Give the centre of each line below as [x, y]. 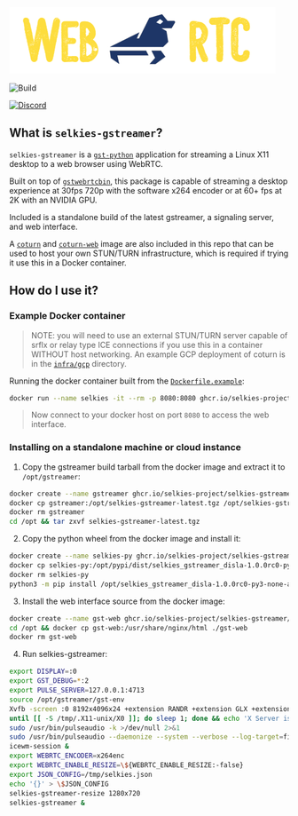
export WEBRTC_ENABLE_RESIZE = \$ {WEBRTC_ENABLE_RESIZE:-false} [126, 765]
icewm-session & [39, 747]
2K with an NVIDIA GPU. [53, 200]
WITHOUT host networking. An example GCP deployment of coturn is [158, 354]
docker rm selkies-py [49, 574]
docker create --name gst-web [65, 618]
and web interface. [43, 226]
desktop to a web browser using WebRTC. [86, 163]
